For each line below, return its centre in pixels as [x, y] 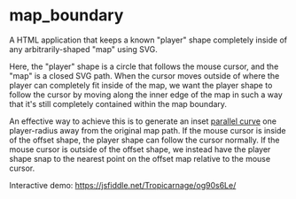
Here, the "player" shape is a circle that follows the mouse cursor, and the [144, 66]
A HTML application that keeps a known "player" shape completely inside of [148, 40]
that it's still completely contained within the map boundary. [118, 103]
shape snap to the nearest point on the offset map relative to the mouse [140, 158]
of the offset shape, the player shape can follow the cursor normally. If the [144, 140]
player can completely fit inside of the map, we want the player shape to [141, 85]
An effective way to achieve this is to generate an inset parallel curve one [143, 121]
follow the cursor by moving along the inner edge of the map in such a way [146, 95]
